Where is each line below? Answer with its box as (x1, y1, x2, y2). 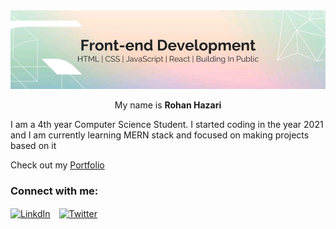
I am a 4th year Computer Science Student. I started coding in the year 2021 (10, 119, 324, 130)
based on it (10, 140, 57, 151)
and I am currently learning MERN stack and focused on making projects (10, 129, 310, 141)
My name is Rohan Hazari (114, 99, 222, 111)
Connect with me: (10, 184, 99, 198)
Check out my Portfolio (10, 159, 105, 171)
